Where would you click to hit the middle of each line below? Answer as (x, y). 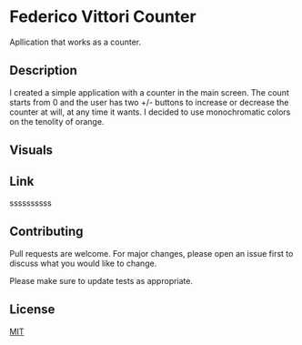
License (32, 310)
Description (43, 71)
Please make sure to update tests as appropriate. (101, 280)
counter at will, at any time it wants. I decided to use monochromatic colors (150, 112)
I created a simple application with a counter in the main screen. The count (149, 92)
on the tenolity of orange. (57, 121)
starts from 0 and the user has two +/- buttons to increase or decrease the (149, 102)
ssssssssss (30, 203)
